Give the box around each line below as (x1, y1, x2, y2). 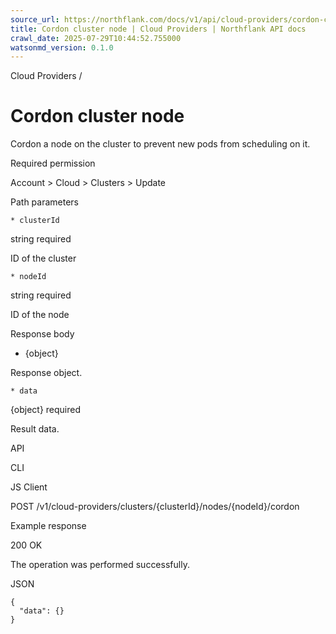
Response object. (10, 367, 83, 379)
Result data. (10, 423, 60, 435)
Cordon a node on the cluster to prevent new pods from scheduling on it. (10, 138, 311, 150)
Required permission (10, 157, 96, 170)
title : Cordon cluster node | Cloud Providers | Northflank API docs (10, 24, 307, 34)
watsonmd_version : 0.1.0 (10, 42, 114, 53)
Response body (10, 328, 75, 340)
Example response (10, 520, 87, 532)
